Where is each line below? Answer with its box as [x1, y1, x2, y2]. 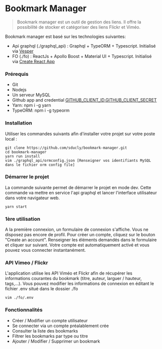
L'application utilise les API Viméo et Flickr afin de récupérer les [5, 270, 133, 276]
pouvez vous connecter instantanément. [5, 247, 86, 253]
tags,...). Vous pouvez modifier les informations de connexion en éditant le [5, 280, 154, 287]
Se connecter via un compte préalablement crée [12, 323, 109, 329]
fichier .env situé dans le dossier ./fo [5, 286, 78, 292]
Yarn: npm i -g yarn [12, 103, 51, 108]
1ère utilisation [5, 215, 40, 222]
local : [5, 136, 18, 141]
